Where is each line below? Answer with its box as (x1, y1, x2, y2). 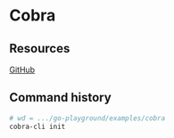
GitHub (9, 64, 36, 75)
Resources (9, 41, 70, 56)
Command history (9, 90, 112, 105)
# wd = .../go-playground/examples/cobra (9, 113, 166, 123)
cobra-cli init (9, 122, 66, 131)
